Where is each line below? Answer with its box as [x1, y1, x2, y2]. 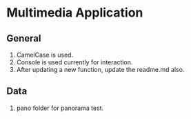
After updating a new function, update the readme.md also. [16, 66, 185, 73]
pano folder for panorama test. [16, 104, 104, 112]
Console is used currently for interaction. [16, 58, 133, 66]
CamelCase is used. [16, 51, 74, 59]
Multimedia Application [6, 5, 143, 21]
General [6, 33, 42, 44]
